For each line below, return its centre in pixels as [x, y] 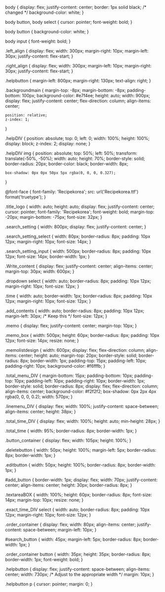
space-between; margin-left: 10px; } [60, 530]
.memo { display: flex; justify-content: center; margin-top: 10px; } [71, 326]
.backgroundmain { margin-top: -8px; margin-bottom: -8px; [65, 90]
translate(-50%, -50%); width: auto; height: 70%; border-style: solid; [75, 159]
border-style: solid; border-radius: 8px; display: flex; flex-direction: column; [82, 386]
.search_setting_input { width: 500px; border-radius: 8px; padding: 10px [78, 251]
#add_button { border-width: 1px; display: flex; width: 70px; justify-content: [82, 480]
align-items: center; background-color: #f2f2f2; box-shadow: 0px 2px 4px [81, 391]
